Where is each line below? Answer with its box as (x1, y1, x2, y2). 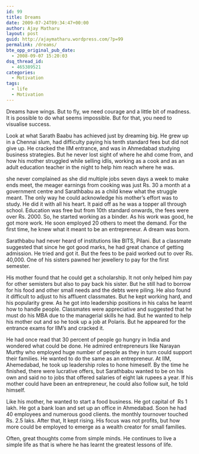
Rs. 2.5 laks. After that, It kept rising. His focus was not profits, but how (6, 417, 180, 424)
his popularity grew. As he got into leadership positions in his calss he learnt (6, 299, 192, 306)
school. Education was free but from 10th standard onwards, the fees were (6, 206, 189, 214)
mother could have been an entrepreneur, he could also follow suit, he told (6, 380, 188, 387)
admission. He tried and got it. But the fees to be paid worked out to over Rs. (6, 250, 194, 257)
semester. (6, 262, 31, 269)
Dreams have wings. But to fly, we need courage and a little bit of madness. (6, 108, 191, 115)
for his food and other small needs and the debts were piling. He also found (6, 286, 191, 294)
